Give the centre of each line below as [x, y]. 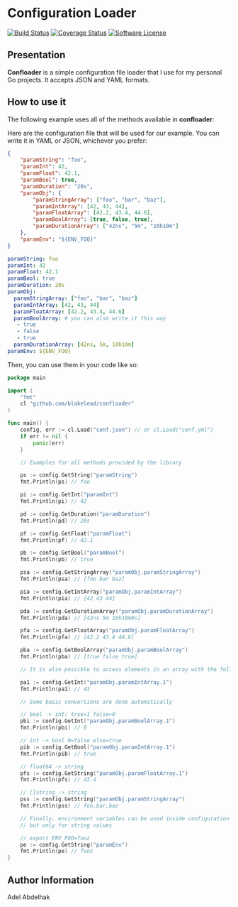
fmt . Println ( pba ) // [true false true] [79, 657]
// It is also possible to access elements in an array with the [119, 669]
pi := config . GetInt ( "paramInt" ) [69, 495]
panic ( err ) [49, 443]
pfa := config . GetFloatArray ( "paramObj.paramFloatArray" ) [107, 631]
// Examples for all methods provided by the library [101, 462]
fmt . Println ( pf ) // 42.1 [57, 540]
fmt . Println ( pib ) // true [58, 754]
